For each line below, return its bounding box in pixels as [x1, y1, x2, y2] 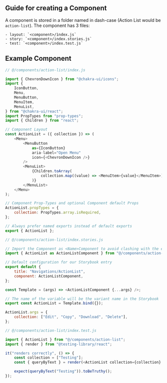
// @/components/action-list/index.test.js [5, 328, 97, 333]
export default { [5, 265, 41, 270]
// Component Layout [5, 127, 48, 132]
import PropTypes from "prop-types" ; [5, 113, 83, 118]
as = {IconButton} [31, 145, 66, 151]
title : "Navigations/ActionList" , [14, 269, 85, 274]
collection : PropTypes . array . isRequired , [14, 210, 101, 215]
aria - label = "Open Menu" [31, 150, 81, 155]
